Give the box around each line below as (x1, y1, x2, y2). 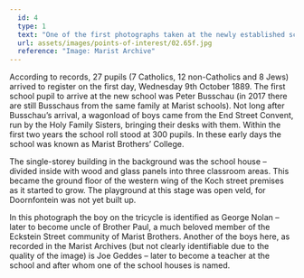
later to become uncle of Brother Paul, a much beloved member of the (9, 222, 271, 233)
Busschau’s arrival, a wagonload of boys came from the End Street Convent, (9, 110, 294, 121)
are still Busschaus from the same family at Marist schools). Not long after (9, 100, 285, 111)
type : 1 (17, 22, 47, 31)
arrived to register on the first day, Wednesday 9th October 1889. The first (9, 81, 286, 92)
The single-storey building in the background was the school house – (9, 156, 267, 167)
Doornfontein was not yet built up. (9, 195, 137, 206)
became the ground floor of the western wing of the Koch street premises (9, 175, 285, 186)
